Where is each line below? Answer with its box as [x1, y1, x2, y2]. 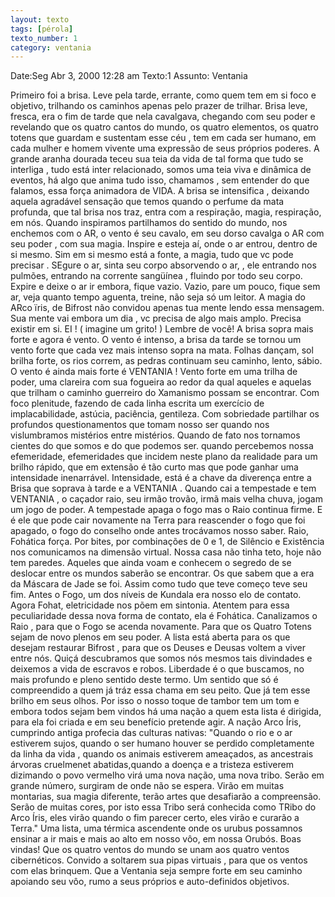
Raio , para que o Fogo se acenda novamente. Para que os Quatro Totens [10, 621, 312, 633]
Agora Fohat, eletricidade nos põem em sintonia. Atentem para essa [10, 599, 290, 611]
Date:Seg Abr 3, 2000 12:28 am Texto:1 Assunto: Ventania [10, 70, 248, 82]
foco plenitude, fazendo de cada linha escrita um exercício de [10, 397, 265, 410]
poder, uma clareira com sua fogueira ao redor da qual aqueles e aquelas [10, 376, 312, 388]
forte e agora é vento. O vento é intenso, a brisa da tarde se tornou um [10, 334, 302, 346]
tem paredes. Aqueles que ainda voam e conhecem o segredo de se [10, 557, 292, 569]
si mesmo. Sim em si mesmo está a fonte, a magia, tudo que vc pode [10, 249, 294, 261]
